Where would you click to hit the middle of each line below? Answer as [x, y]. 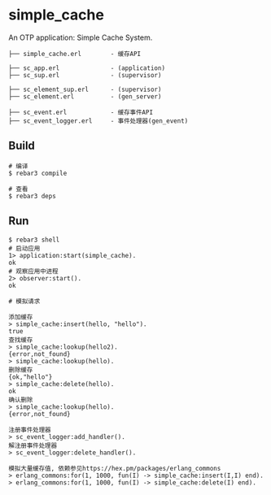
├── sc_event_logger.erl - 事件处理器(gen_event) [98, 121]
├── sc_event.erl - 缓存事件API [81, 112]
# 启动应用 [24, 248]
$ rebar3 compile [38, 173]
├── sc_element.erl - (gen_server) [85, 96]
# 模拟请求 [24, 301]
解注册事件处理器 [33, 445]
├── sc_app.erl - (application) [87, 68]
